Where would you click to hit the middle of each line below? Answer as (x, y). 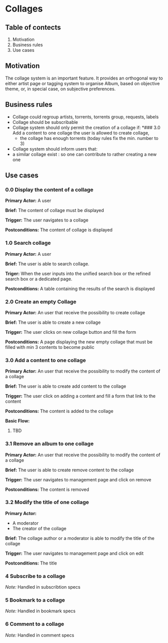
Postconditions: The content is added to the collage (59, 411)
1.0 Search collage (28, 243)
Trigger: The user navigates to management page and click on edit (74, 553)
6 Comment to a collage (35, 624)
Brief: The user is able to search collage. (47, 264)
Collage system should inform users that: (55, 149)
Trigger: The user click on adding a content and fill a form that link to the (80, 396)
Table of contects (33, 27)
